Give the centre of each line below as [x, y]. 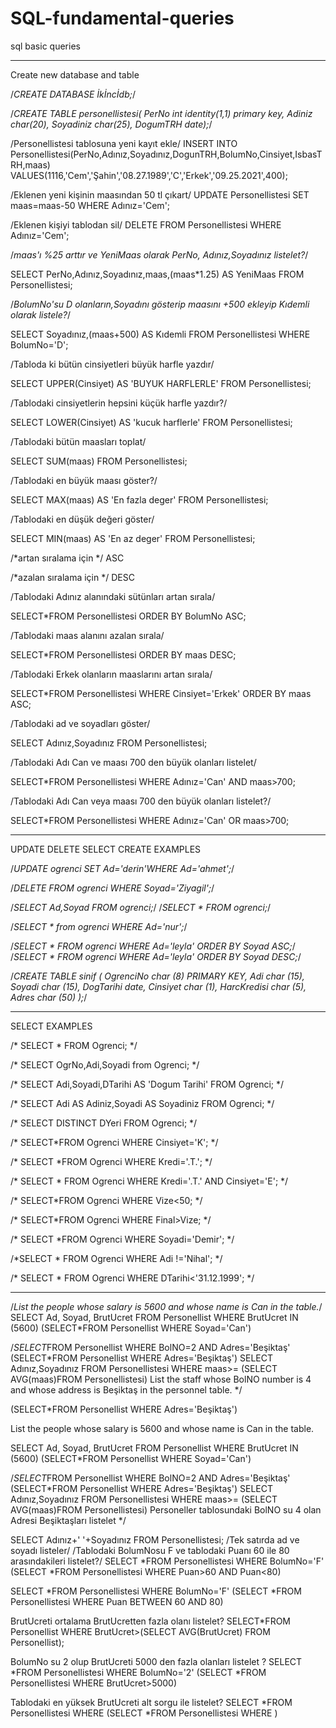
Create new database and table [75, 74]
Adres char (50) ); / [49, 997]
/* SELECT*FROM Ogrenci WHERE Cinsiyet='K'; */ [114, 1142]
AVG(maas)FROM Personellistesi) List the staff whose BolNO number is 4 [161, 1379]
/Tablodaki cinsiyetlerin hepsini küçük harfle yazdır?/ [119, 403]
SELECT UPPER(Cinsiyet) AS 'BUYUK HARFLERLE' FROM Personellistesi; [161, 383]
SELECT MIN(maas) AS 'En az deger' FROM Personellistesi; [133, 538]
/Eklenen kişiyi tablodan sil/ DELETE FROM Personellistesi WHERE [146, 224]
